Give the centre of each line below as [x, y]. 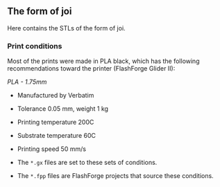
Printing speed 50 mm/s [52, 149]
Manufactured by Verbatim [56, 96]
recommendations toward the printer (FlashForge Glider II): [91, 69]
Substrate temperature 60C [56, 136]
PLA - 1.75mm [27, 82]
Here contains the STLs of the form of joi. [67, 28]
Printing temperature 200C [56, 122]
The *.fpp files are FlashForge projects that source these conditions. [115, 176]
